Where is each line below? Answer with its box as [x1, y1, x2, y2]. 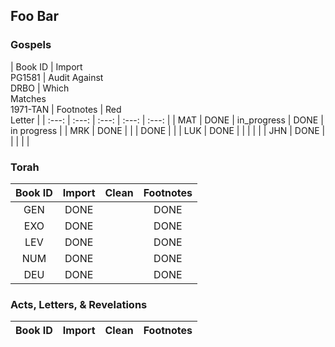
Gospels [10, 38, 52, 52]
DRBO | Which [10, 82, 70, 94]
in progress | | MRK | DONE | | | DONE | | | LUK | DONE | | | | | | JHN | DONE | [10, 124, 326, 136]
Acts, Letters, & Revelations [10, 297, 148, 311]
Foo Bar [10, 8, 60, 25]
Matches [10, 92, 47, 104]
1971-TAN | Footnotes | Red [10, 103, 122, 115]
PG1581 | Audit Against [10, 71, 104, 83]
